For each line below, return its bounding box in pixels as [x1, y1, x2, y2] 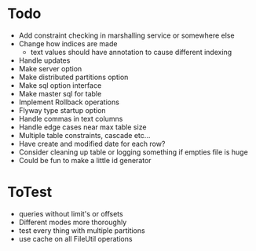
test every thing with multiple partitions [18, 225, 146, 235]
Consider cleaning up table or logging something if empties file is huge [18, 147, 248, 157]
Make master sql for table [18, 89, 102, 98]
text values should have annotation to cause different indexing [30, 47, 232, 56]
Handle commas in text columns [18, 114, 123, 123]
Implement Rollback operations [18, 97, 119, 107]
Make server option [18, 64, 82, 73]
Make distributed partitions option [18, 72, 129, 82]
